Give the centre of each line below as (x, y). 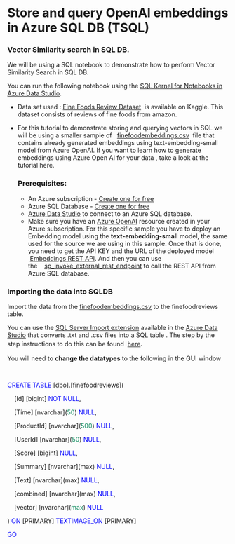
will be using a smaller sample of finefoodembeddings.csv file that (116, 135)
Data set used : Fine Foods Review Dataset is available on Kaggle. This (120, 107)
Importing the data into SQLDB (60, 291)
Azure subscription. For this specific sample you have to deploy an (124, 229)
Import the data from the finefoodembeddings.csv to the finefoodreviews (113, 307)
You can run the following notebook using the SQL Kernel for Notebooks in (115, 86)
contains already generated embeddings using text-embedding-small (118, 143)
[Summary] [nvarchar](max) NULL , (64, 467)
